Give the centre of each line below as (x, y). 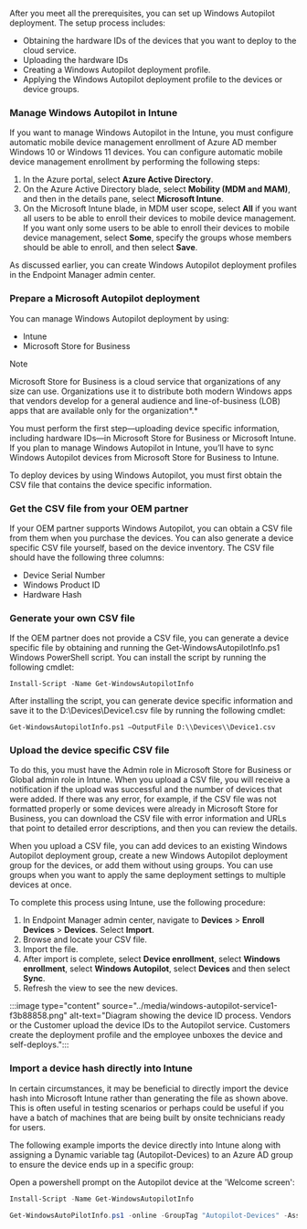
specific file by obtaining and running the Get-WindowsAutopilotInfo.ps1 (145, 648)
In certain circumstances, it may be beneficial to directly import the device (149, 1088)
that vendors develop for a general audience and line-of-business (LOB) (145, 400)
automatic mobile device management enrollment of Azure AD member (143, 143)
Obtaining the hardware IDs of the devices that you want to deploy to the (159, 41)
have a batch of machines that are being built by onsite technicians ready (148, 1118)
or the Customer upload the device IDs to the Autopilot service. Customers (150, 1025)
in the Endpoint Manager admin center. (83, 275)
